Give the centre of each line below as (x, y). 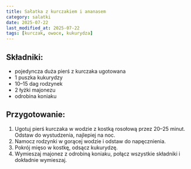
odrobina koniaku (35, 96)
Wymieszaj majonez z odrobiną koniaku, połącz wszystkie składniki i (97, 154)
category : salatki (28, 17)
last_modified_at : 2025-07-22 (43, 28)
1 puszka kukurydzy (39, 77)
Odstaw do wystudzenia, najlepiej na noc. (65, 135)
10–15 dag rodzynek (38, 83)
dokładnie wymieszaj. (41, 160)
